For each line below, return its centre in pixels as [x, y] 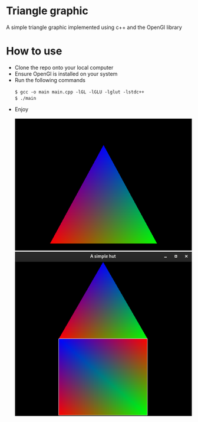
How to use [34, 51]
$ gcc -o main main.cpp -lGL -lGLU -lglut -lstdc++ [79, 92]
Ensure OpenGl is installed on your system [66, 74]
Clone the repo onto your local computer [64, 67]
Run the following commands [50, 80]
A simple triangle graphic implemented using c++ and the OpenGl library [94, 27]
